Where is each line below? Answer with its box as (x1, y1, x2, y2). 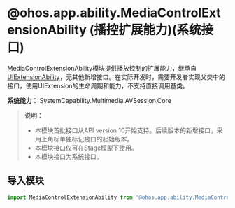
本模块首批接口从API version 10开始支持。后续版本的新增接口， (34, 126, 217, 134)
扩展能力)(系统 (118, 22, 201, 38)
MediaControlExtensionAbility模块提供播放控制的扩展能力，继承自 (7, 64, 197, 72)
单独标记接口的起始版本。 (59, 134, 134, 143)
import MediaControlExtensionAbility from (7, 194, 133, 201)
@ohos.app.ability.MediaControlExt (7, 5, 222, 21)
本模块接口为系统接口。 (34, 152, 103, 160)
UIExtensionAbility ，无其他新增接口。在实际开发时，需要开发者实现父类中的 (7, 72, 225, 81)
